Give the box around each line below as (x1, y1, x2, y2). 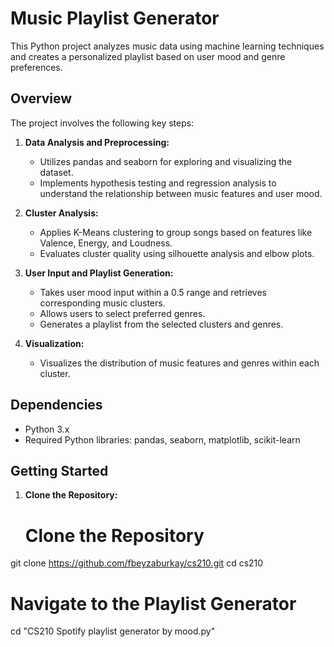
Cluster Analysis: (24, 207, 99, 219)
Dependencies (10, 397, 103, 414)
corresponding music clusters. (39, 297, 166, 309)
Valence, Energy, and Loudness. (39, 237, 173, 249)
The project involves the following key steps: (10, 117, 195, 129)
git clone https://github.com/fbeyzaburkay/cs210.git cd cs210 (10, 557, 264, 569)
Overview (10, 90, 73, 107)
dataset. (39, 166, 74, 178)
